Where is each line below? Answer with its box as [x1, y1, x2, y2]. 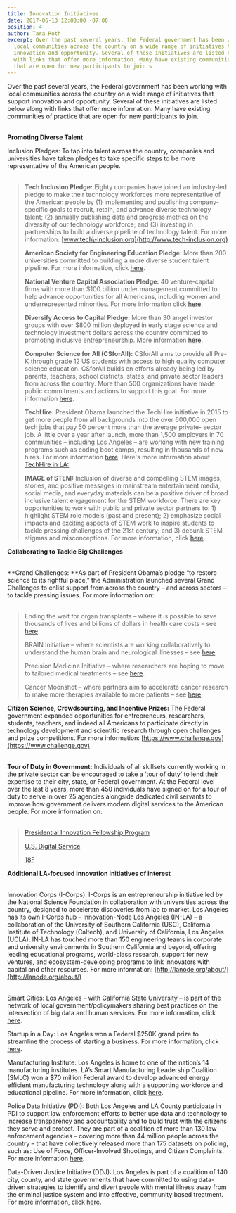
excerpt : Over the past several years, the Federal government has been [7, 37, 225, 44]
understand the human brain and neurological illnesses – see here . [24, 648, 218, 656]
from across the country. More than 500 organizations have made [24, 379, 216, 388]
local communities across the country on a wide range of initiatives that [7, 89, 214, 98]
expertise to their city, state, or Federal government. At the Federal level [7, 777, 216, 785]
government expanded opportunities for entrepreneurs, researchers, [7, 711, 206, 720]
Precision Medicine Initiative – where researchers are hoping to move [24, 661, 225, 670]
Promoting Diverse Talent [7, 133, 84, 141]
